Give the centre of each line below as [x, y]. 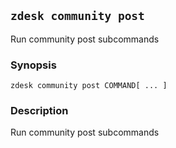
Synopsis [33, 65]
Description [39, 111]
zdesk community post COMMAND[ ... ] [89, 86]
